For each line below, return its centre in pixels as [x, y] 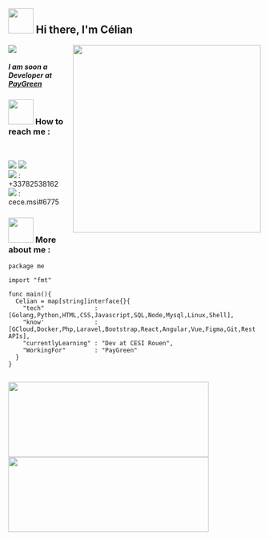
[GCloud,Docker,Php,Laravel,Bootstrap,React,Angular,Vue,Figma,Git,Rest [132, 329]
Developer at [30, 75]
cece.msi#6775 [34, 202]
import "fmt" [30, 280]
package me [26, 266]
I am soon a [28, 67]
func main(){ [30, 294]
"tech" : [60, 308]
